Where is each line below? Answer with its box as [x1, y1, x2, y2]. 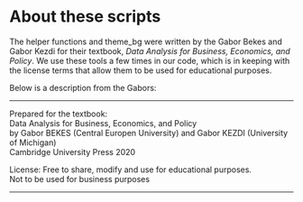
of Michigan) [9, 137, 57, 148]
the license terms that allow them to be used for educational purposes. [9, 65, 272, 76]
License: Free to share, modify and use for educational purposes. [9, 164, 252, 175]
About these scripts [9, 6, 161, 27]
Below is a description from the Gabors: [9, 82, 157, 93]
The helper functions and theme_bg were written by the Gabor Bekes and [9, 36, 282, 47]
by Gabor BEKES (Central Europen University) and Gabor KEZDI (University [9, 127, 289, 138]
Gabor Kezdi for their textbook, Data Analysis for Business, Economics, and [9, 45, 290, 56]
